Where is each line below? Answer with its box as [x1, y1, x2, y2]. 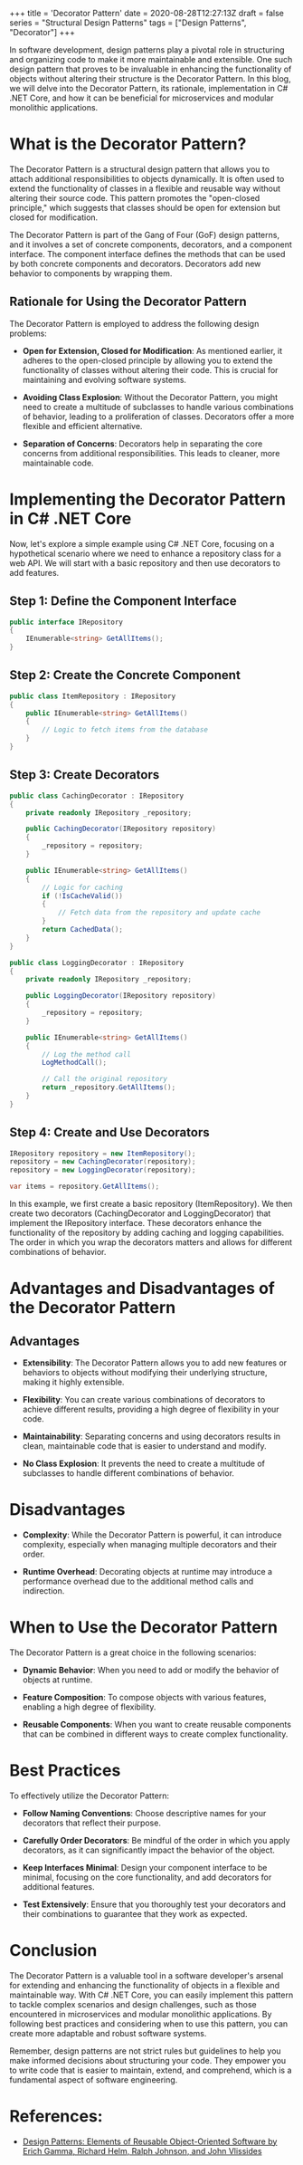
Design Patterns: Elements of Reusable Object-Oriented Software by [22, 2136, 278, 2147]
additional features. [22, 1881, 95, 1892]
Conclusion [9, 1940, 98, 1961]
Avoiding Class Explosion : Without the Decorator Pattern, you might [22, 391, 279, 402]
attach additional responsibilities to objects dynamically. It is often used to [9, 173, 285, 184]
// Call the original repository [42, 1075, 168, 1084]
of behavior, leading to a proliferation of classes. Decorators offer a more [22, 411, 295, 422]
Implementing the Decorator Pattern [9, 489, 287, 510]
